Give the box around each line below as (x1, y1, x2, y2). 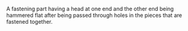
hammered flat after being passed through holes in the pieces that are (6, 12, 183, 19)
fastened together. (6, 18, 53, 25)
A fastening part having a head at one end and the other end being (6, 5, 174, 12)
